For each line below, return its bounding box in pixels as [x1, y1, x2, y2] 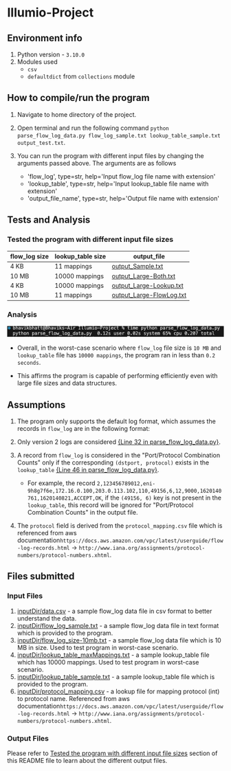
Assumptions [7, 399, 66, 410]
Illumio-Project [7, 5, 94, 21]
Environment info [7, 32, 82, 44]
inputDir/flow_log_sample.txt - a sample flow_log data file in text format [16, 621, 219, 629]
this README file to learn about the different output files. [7, 756, 168, 764]
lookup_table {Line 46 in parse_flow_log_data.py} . [16, 465, 159, 473]
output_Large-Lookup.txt [111, 281, 184, 289]
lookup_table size [54, 252, 107, 260]
